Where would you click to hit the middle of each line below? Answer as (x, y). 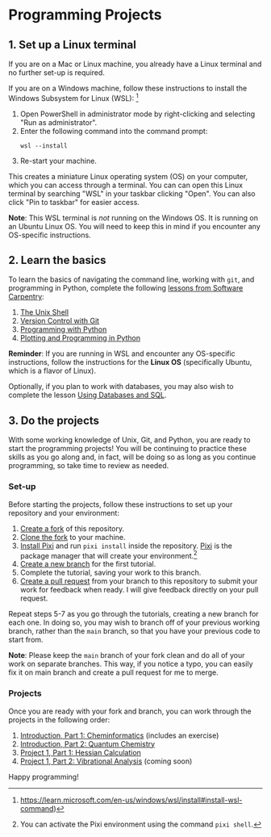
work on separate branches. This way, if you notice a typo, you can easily (131, 664)
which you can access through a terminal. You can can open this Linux (126, 185)
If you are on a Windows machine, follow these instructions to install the (128, 88)
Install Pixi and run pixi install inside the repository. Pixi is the (126, 546)
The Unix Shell (44, 312)
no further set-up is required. (56, 73)
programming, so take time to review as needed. (89, 466)
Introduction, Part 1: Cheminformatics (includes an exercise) (119, 735)
